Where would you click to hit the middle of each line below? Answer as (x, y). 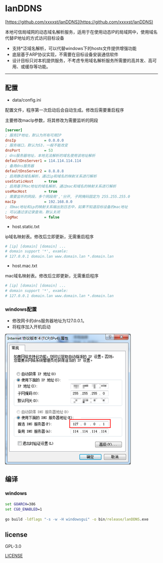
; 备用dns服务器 (20, 166)
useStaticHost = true (31, 181)
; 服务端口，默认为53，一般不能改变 (36, 145)
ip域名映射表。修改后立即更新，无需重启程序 (49, 237)
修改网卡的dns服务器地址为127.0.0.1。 (49, 321)
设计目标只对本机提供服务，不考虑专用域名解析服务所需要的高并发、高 (82, 60)
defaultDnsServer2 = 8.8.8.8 (34, 171)
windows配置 (21, 309)
